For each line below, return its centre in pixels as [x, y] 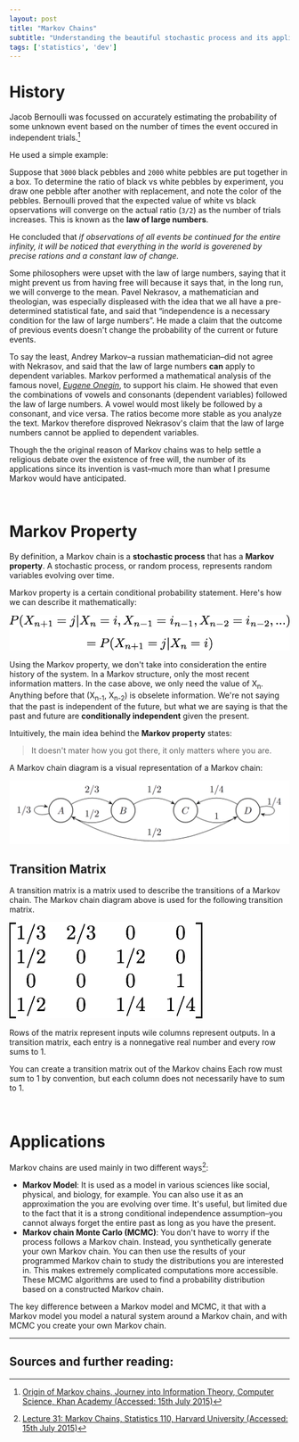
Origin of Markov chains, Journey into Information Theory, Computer [148, 1391]
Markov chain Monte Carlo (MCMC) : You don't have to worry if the [145, 1232]
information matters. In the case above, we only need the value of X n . [137, 684]
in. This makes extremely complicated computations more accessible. [150, 1270]
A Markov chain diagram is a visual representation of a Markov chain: [136, 768]
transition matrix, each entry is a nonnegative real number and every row [142, 1042]
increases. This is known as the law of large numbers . [109, 220]
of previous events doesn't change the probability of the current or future [144, 329]
